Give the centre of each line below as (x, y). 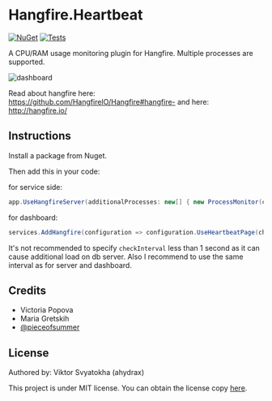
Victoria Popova (47, 310)
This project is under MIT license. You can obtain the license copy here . (128, 388)
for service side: (36, 187)
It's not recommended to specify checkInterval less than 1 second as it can (134, 248)
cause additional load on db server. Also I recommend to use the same (126, 257)
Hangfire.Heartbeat (76, 15)
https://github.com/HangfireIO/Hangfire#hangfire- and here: (109, 101)
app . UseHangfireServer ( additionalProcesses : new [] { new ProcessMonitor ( (136, 202)
